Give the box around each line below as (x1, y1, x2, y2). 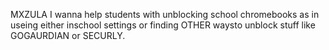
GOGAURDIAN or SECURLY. (10, 30, 126, 41)
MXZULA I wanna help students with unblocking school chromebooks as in (10, 9, 320, 20)
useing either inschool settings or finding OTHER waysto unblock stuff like (10, 19, 316, 31)
